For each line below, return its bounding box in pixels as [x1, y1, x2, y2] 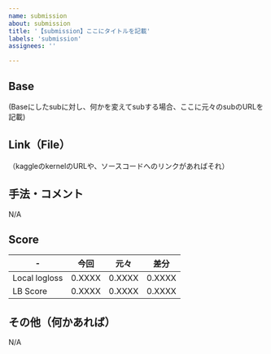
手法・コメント [8, 188, 84, 201]
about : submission [8, 19, 71, 28]
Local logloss [12, 273, 63, 284]
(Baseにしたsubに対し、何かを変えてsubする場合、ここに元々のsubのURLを [8, 101, 264, 111]
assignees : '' [8, 42, 57, 50]
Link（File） [8, 138, 71, 152]
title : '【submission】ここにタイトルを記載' [8, 27, 151, 35]
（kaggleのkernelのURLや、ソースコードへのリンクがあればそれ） [8, 161, 229, 171]
